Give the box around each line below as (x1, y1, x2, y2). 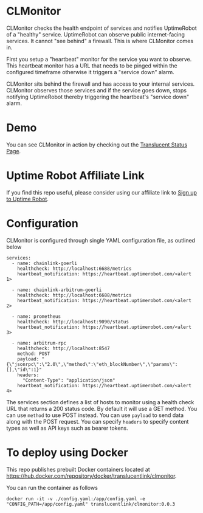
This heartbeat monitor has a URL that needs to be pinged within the (6, 62, 177, 69)
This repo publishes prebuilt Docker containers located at (6, 466, 150, 473)
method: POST (17, 351, 50, 357)
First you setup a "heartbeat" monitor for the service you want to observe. (6, 55, 192, 63)
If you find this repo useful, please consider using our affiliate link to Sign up (6, 188, 198, 196)
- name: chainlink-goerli (12, 260, 78, 266)
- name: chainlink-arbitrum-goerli (12, 287, 102, 293)
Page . (6, 147, 21, 154)
